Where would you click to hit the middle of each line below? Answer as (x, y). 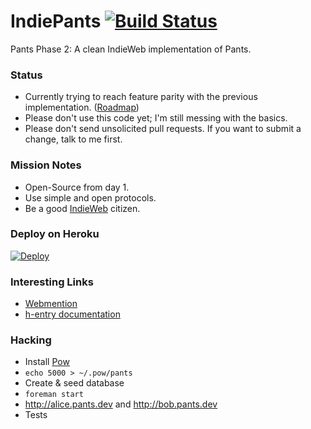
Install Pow (47, 362)
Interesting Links (52, 282)
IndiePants (56, 21)
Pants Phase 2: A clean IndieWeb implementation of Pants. (131, 49)
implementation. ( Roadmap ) (82, 107)
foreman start (54, 395)
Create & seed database (74, 383)
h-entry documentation (72, 314)
